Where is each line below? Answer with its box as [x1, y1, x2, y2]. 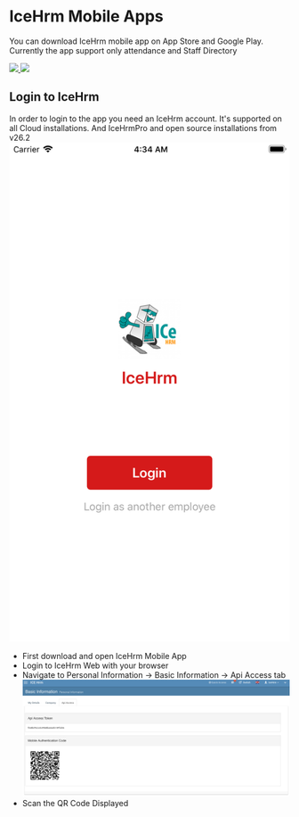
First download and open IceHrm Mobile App [21, 650, 187, 661]
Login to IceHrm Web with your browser [21, 660, 169, 671]
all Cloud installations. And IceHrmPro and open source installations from [9, 122, 278, 133]
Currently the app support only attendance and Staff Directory [9, 45, 238, 55]
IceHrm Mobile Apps [9, 6, 165, 27]
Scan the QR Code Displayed [21, 798, 129, 809]
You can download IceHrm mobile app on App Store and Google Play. [9, 36, 264, 46]
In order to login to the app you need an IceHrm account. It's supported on [9, 113, 283, 124]
